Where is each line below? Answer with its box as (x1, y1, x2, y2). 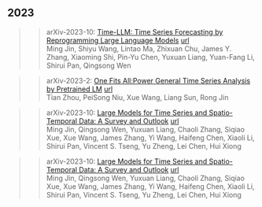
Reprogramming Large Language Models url (46, 35, 190, 45)
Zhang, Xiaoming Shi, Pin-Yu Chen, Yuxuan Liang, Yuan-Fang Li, (46, 52, 255, 61)
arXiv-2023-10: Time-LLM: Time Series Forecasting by (46, 27, 223, 36)
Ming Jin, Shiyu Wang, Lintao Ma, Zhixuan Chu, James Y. (46, 43, 232, 54)
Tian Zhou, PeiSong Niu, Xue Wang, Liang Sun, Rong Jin (46, 92, 229, 102)
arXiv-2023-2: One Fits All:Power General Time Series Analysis (46, 76, 251, 85)
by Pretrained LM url (46, 84, 113, 94)
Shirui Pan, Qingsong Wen (46, 61, 131, 70)
